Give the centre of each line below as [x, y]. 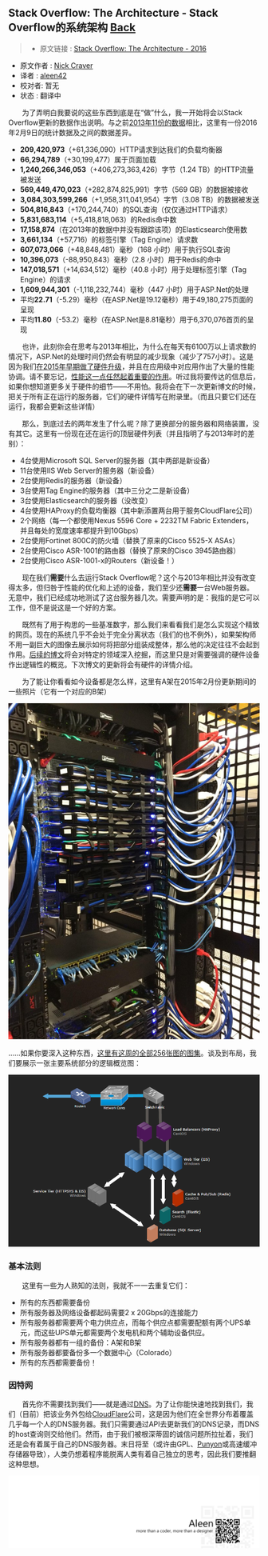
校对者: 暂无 [39, 85]
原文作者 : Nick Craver [56, 65]
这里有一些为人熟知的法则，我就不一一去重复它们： [106, 1285]
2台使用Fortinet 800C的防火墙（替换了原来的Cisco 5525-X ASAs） [130, 540]
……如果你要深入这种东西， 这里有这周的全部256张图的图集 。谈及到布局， [129, 1053]
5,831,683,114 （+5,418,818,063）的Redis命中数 [98, 219]
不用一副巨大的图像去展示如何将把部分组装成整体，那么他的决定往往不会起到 [134, 644]
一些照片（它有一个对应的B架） [60, 691]
